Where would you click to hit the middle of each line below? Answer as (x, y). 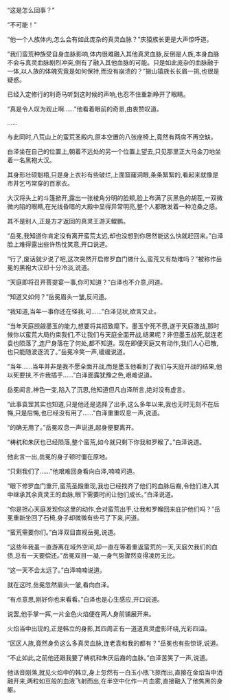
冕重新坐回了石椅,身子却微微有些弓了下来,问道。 (75, 517)
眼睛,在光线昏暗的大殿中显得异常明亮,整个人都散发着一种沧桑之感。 (126, 206)
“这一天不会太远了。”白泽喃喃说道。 (57, 570)
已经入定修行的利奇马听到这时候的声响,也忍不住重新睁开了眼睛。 (99, 94)
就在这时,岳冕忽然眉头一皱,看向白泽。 (60, 584)
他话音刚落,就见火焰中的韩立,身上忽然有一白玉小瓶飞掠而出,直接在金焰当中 (112, 672)
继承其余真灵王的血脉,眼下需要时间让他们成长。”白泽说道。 (95, 494)
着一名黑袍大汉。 (31, 160)
